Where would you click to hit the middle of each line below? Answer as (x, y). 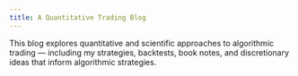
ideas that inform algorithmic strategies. (83, 62)
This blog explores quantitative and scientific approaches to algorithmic (142, 43)
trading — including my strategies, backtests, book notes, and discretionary (149, 52)
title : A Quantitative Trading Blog (78, 17)
